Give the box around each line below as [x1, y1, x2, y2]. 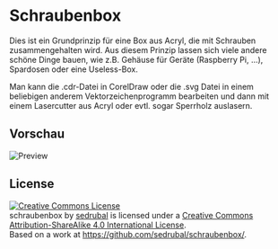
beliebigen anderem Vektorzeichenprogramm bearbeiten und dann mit [9, 91, 270, 102]
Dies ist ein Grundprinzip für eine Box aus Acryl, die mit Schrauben [9, 35, 256, 46]
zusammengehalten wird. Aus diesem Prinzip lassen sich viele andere [9, 44, 267, 55]
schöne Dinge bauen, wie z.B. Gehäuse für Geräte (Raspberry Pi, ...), [9, 54, 264, 65]
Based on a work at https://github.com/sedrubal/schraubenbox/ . [9, 228, 248, 239]
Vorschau [9, 127, 65, 142]
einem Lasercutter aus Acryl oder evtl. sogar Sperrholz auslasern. [9, 100, 253, 111]
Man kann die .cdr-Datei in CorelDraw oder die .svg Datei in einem [9, 81, 254, 92]
